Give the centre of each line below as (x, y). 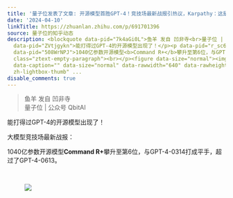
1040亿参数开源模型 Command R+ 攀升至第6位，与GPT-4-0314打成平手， (112, 152)
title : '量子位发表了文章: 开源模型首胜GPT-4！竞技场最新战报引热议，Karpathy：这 (115, 14)
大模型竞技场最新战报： (41, 137)
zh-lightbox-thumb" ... (48, 72)
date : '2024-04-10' (35, 20)
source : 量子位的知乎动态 (41, 33)
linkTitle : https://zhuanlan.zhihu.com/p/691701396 (83, 26)
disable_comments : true (42, 78)
